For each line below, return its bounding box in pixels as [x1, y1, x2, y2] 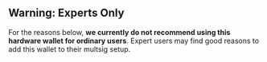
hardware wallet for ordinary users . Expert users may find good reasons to [8, 36, 260, 45]
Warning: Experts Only [8, 6, 125, 20]
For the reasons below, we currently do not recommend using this [8, 27, 231, 37]
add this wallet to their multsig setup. [8, 44, 131, 54]
